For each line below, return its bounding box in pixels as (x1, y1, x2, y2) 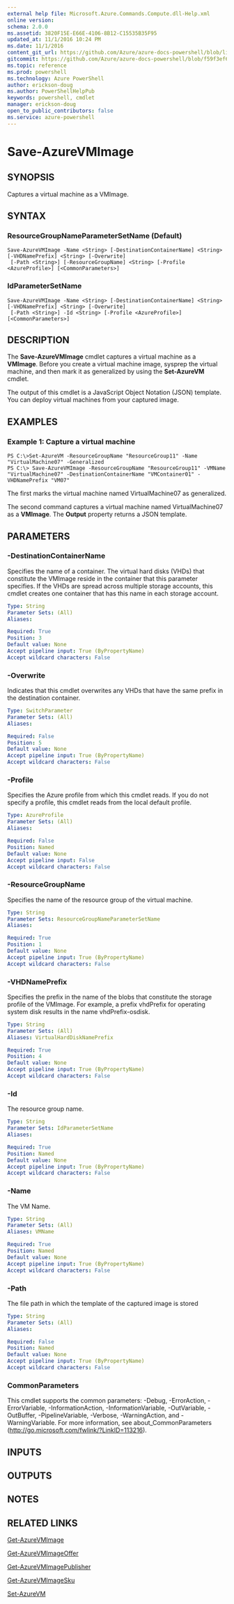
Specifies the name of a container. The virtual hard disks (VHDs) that (7, 567, 205, 575)
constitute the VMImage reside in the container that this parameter (7, 574, 198, 582)
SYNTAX (7, 210, 47, 222)
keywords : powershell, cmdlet (7, 95, 95, 102)
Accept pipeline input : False (7, 857, 95, 864)
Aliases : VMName (7, 1229, 54, 1236)
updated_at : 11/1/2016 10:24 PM (7, 36, 101, 43)
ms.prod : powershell (7, 68, 68, 75)
